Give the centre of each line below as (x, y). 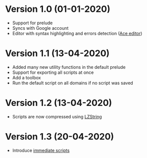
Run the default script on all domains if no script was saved (73, 83)
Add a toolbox (26, 77)
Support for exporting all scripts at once (53, 72)
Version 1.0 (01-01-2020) (58, 9)
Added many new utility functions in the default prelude (69, 67)
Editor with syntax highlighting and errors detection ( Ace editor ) (77, 33)
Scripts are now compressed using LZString (57, 116)
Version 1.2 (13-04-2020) (59, 103)
